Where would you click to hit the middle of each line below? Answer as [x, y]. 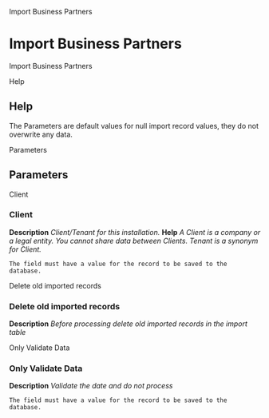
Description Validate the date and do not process [91, 386]
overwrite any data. [41, 134]
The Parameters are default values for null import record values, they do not [134, 125]
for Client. [26, 249]
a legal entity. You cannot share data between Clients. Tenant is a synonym [134, 241]
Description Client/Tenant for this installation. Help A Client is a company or [135, 232]
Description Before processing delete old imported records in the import [129, 324]
